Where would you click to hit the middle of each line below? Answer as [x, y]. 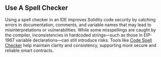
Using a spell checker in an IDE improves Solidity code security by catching [80, 19]
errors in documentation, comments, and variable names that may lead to [78, 25]
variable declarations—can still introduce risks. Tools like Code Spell [84, 40]
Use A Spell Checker [37, 8]
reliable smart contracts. [29, 50]
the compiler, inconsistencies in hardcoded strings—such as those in [74, 35]
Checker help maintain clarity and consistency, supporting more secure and [81, 45]
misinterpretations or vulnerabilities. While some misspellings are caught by [80, 30]
